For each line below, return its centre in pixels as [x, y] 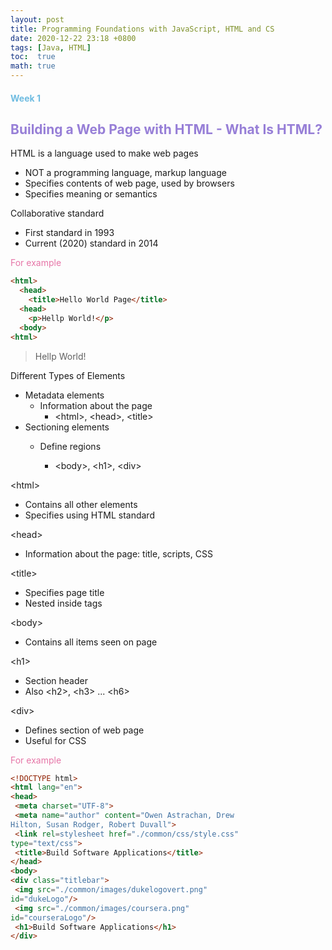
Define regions [70, 446]
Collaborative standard [57, 213]
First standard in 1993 [69, 233]
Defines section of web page [84, 730]
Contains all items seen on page [91, 642]
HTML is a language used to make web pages [104, 153]
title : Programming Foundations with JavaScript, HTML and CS [142, 29]
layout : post [37, 19]
